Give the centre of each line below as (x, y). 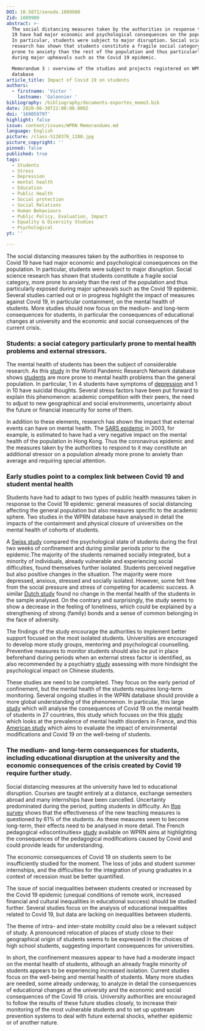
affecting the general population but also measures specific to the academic (102, 511)
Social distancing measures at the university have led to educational (92, 786)
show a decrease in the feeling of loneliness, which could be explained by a (101, 607)
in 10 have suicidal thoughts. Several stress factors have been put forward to (103, 390)
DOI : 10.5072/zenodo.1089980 (43, 12)
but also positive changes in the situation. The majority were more (89, 574)
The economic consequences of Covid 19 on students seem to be (89, 857)
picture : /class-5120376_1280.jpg (50, 137)
